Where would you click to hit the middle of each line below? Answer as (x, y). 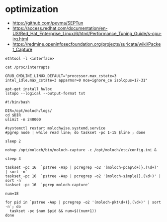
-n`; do (13, 207)
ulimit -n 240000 (23, 119)
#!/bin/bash (17, 102)
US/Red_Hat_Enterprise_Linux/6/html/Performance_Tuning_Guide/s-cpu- (87, 33)
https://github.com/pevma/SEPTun (48, 23)
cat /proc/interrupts (28, 67)
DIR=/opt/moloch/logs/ (29, 111)
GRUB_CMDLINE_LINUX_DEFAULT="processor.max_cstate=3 (61, 76)
